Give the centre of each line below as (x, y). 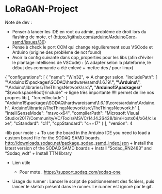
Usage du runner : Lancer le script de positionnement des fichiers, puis (83, 181)
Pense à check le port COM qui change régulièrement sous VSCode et (82, 47)
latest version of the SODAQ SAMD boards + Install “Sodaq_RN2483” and (78, 148)
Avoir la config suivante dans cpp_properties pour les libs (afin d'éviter (83, 57)
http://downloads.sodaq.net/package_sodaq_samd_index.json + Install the (79, 143)
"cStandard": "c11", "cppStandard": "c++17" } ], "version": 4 (73, 123)
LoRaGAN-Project (42, 9)
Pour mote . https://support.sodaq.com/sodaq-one (70, 172)
